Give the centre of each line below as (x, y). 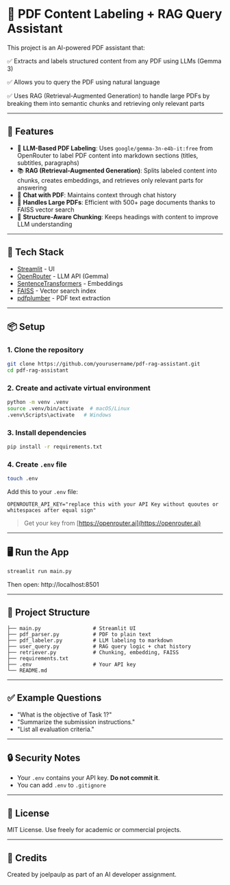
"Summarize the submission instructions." (76, 721)
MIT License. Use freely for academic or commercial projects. (94, 830)
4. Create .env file (37, 464)
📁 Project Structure (49, 613)
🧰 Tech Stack (36, 253)
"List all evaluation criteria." (55, 729)
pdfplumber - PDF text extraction (64, 298)
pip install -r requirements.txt (55, 447)
